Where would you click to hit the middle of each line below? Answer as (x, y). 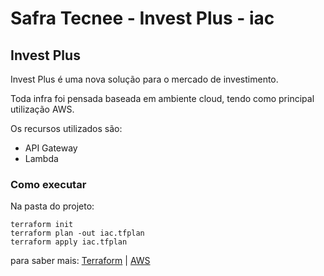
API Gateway (51, 148)
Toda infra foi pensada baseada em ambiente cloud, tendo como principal (162, 98)
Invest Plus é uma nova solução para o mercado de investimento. (144, 79)
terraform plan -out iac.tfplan (77, 233)
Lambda (41, 158)
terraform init (42, 225)
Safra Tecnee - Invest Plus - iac (142, 18)
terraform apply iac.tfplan (69, 242)
